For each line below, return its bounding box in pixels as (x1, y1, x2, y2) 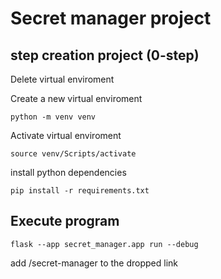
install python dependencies (10, 167, 127, 178)
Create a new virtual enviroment (10, 93, 143, 104)
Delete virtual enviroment (10, 73, 115, 85)
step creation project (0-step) (10, 47, 200, 64)
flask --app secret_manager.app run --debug (10, 239, 199, 249)
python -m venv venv (10, 112, 97, 122)
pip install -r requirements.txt (10, 186, 150, 196)
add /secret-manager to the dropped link (10, 257, 178, 269)
